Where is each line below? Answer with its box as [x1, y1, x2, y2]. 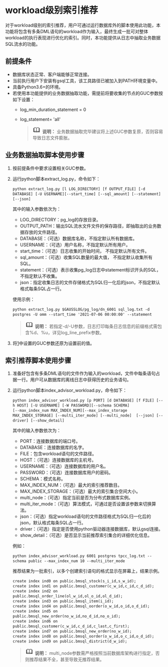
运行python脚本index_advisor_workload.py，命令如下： [12, 387, 127, 393]
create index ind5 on [12, 609, 58, 614]
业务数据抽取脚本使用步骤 [5, 151, 84, 160]
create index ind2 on [12, 589, 58, 594]
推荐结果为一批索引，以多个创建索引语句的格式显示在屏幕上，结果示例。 [12, 568, 162, 574]
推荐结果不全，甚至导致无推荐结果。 [29, 656, 104, 662]
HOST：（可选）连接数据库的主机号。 [20, 457, 96, 463]
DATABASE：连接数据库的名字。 [20, 445, 87, 451]
